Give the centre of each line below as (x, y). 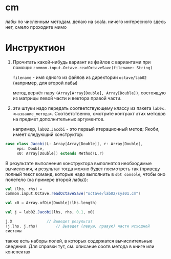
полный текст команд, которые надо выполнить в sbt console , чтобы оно (85, 174)
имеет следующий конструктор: (48, 134)
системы (14, 231)
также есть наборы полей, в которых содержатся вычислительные (79, 241)
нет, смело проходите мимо (36, 27)
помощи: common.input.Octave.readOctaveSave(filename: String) (82, 67)
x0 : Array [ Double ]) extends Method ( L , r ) (60, 153)
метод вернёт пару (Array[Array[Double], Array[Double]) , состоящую (89, 93)
